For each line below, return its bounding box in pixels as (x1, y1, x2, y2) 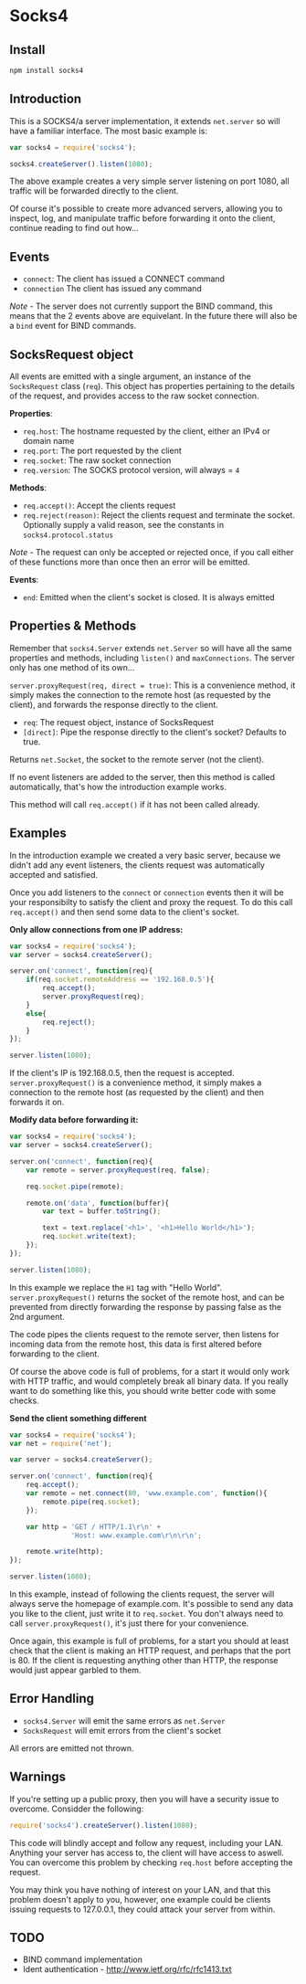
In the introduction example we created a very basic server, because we (9, 850, 281, 860)
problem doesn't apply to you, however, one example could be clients (9, 1894, 271, 1905)
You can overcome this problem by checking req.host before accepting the (9, 1856, 293, 1868)
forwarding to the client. (9, 1348, 100, 1359)
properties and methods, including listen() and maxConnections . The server (9, 652, 295, 663)
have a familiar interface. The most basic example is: (9, 125, 208, 136)
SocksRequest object (9, 346, 134, 362)
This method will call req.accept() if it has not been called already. (9, 798, 260, 809)
